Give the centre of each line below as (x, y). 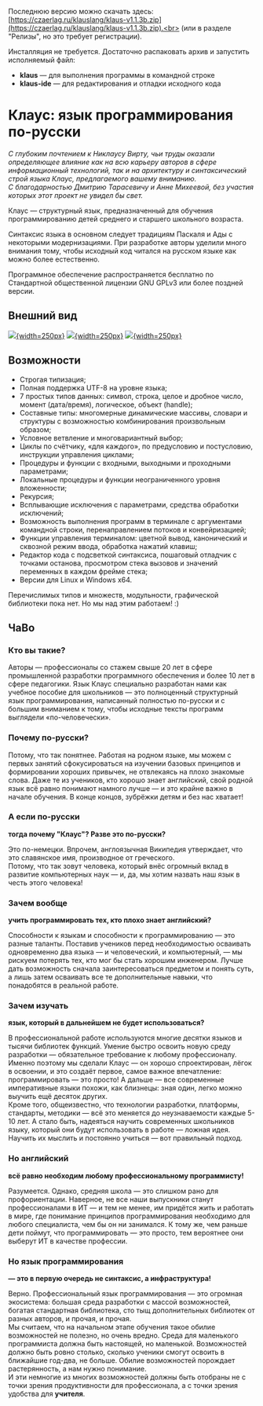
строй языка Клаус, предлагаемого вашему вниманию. (102, 178)
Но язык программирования (66, 1261)
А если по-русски (44, 817)
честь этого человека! (46, 882)
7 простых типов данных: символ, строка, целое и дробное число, (131, 396)
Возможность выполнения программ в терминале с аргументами (131, 521)
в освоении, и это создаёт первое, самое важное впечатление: (115, 1071)
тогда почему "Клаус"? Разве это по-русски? (87, 834)
